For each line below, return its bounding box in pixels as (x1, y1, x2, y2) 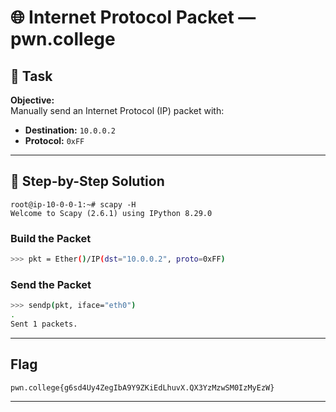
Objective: (10, 94, 55, 106)
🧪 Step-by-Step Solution (10, 173, 165, 190)
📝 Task (10, 67, 53, 85)
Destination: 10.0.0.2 (24, 124, 116, 136)
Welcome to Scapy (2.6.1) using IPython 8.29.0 (10, 208, 213, 218)
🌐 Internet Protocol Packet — (10, 6, 257, 29)
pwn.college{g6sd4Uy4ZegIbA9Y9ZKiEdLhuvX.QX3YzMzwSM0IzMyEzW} (10, 382, 275, 393)
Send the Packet (10, 277, 92, 291)
